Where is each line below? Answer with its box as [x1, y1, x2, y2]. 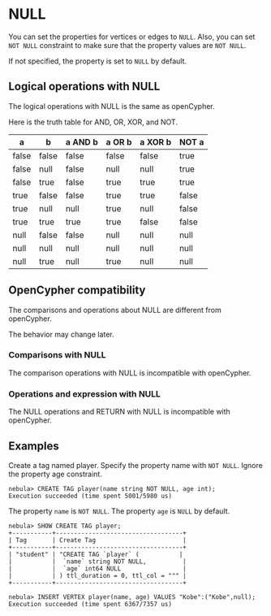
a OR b [105, 136, 132, 147]
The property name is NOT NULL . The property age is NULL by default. [8, 505, 230, 516]
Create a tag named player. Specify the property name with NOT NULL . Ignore [8, 460, 264, 470]
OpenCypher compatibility [8, 284, 146, 297]
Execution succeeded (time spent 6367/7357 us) [8, 600, 173, 608]
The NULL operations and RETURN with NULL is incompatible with [8, 407, 231, 417]
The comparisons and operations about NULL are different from [8, 305, 222, 315]
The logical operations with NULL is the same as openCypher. [8, 101, 215, 111]
